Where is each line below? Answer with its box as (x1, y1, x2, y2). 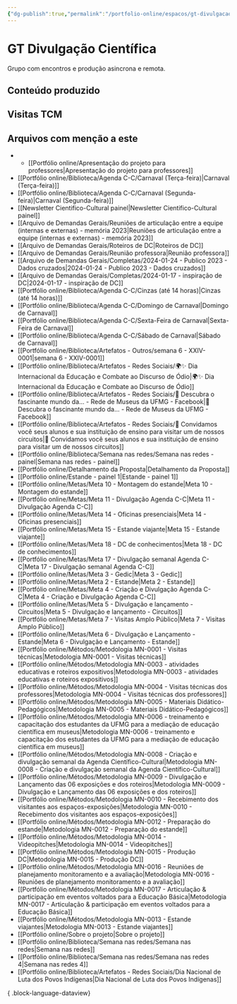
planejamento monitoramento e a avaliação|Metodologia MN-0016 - (17, 870, 215, 879)
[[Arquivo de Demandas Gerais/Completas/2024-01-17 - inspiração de (17, 271, 222, 280)
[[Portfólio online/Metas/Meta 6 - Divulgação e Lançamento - (17, 630, 196, 639)
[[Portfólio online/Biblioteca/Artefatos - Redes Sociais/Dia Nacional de (17, 968, 221, 976)
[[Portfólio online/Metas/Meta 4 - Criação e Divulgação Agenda (17, 585, 202, 594)
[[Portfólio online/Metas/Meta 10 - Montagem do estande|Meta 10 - (17, 480, 213, 489)
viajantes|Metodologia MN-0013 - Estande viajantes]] (17, 923, 174, 931)
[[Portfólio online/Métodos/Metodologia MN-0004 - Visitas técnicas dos (17, 683, 228, 691)
